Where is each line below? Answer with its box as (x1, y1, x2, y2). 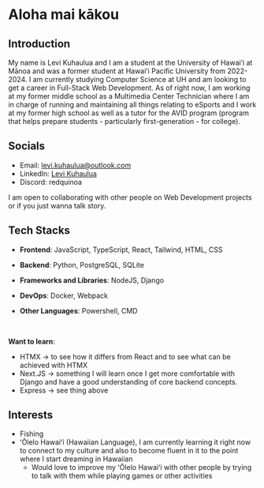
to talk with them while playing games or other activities (31, 471, 213, 481)
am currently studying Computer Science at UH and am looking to (32, 75, 247, 84)
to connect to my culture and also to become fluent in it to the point (19, 446, 239, 456)
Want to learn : (8, 336, 55, 346)
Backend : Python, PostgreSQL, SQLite (19, 260, 144, 269)
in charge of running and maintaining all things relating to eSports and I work (8, 100, 257, 109)
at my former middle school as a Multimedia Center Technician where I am (8, 92, 250, 100)
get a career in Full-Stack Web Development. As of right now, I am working (8, 83, 251, 92)
